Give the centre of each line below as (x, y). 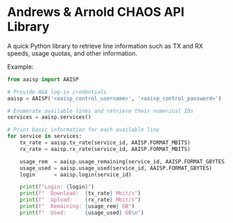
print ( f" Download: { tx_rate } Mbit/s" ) (80, 194)
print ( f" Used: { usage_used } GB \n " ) (82, 213)
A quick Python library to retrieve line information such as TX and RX (105, 46)
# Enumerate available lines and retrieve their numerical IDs (101, 111)
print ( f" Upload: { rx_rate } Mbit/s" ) (80, 200)
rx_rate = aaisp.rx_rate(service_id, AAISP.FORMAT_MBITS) (105, 149)
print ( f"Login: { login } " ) (57, 187)
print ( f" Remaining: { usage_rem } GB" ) (77, 206)
